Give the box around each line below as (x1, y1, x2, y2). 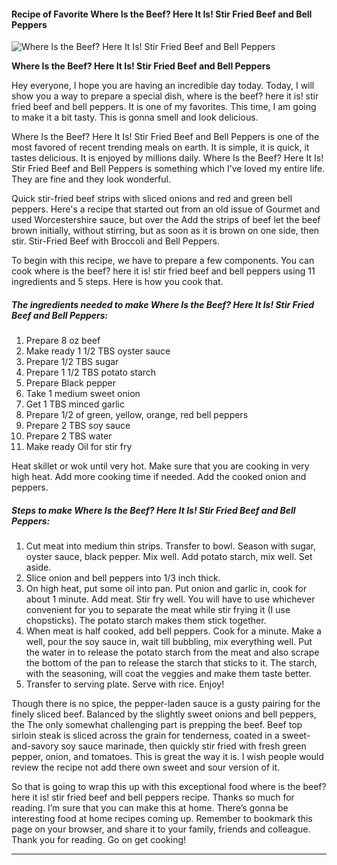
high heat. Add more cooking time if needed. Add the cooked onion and (11, 471, 307, 483)
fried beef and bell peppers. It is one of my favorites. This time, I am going (11, 101, 317, 113)
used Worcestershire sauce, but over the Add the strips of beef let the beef (11, 214, 321, 226)
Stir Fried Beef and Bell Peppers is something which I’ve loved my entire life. (11, 163, 326, 175)
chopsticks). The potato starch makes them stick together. (25, 615, 267, 627)
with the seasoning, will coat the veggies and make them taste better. (25, 668, 312, 680)
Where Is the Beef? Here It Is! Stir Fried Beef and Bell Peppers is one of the (11, 131, 320, 143)
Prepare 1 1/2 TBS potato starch (25, 366, 157, 379)
